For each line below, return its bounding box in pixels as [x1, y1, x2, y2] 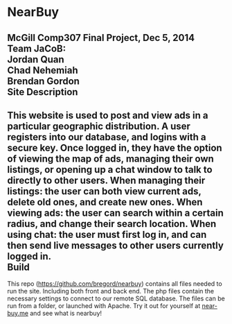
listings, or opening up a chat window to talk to [7, 164, 213, 176]
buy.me [7, 309, 29, 318]
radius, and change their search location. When [7, 218, 217, 230]
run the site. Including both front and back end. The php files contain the [7, 287, 215, 296]
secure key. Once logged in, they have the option [7, 142, 223, 153]
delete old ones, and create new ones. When [7, 196, 203, 208]
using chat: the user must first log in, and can [7, 228, 207, 240]
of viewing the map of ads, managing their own [7, 153, 215, 164]
